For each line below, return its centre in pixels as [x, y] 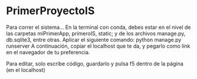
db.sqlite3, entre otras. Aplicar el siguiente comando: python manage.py [94, 39]
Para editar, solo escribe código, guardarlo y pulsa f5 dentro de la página [95, 64]
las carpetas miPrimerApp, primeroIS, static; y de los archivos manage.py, [96, 33]
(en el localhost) [26, 70]
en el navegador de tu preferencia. [48, 52]
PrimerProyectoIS [50, 11]
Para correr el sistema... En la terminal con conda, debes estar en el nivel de [98, 27]
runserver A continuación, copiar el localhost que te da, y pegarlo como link [98, 46]
